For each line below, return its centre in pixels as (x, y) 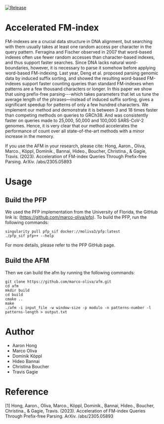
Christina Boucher (31, 366)
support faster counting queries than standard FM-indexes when (88, 83)
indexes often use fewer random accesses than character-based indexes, (80, 57)
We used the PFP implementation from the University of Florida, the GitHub (82, 212)
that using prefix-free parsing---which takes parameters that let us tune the (82, 94)
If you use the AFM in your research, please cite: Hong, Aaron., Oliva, (76, 146)
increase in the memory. (30, 136)
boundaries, (17, 67)
